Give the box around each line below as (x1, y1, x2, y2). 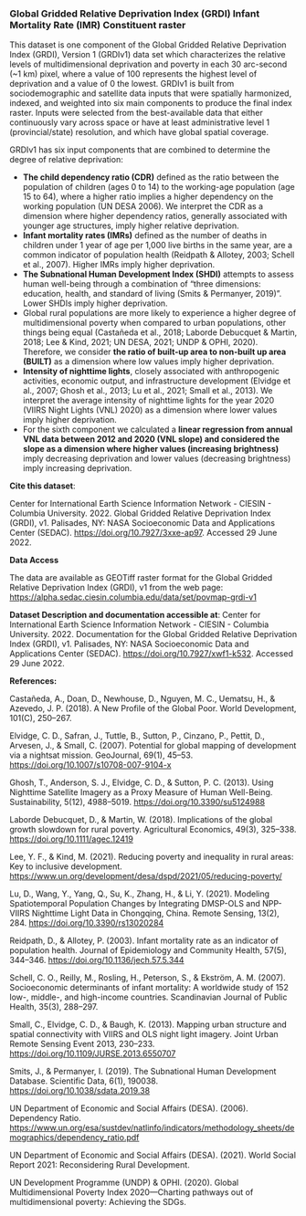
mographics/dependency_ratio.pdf (9, 1132, 140, 1143)
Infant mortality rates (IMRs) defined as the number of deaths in (22, 230, 268, 241)
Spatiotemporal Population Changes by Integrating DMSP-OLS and (9, 898, 260, 909)
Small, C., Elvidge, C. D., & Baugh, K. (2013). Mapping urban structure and (9, 1019, 288, 1030)
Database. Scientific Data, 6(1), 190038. (9, 1075, 158, 1086)
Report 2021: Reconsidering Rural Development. (9, 1159, 190, 1170)
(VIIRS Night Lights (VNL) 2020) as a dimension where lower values (22, 404, 278, 415)
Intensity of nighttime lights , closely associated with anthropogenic (22, 366, 280, 377)
